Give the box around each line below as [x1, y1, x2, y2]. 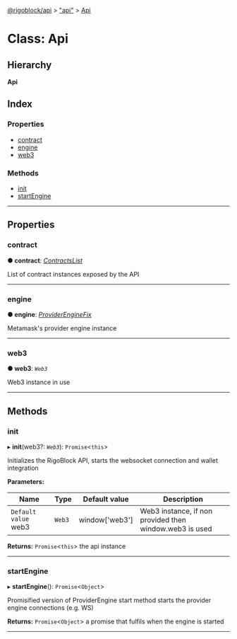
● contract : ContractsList [7, 256, 83, 265]
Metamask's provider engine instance [7, 323, 117, 332]
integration [7, 464, 39, 472]
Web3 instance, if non [140, 506, 213, 516]
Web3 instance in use [7, 378, 71, 386]
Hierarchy [7, 59, 52, 71]
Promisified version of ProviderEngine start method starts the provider [7, 596, 212, 604]
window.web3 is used [140, 524, 213, 534]
